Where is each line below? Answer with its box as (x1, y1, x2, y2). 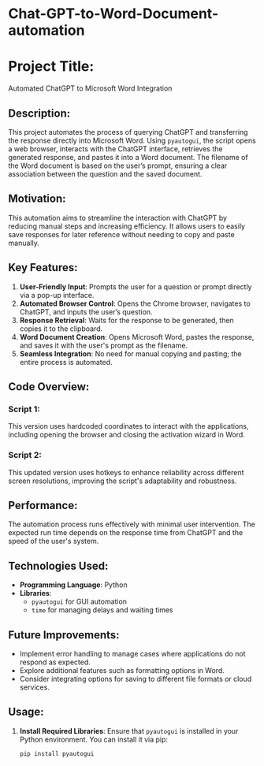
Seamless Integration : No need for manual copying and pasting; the (19, 348, 242, 359)
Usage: (8, 705, 45, 719)
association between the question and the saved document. (8, 169, 203, 178)
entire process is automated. (19, 357, 113, 366)
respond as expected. (19, 657, 91, 667)
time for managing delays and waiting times (31, 605, 173, 615)
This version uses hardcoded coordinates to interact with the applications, (8, 422, 249, 431)
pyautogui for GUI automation (31, 597, 128, 607)
